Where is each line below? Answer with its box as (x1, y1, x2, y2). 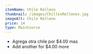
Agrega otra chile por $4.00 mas (12, 38, 78, 44)
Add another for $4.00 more (12, 44, 70, 50)
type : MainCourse (5, 25, 41, 30)
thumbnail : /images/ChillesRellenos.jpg (5, 12, 89, 17)
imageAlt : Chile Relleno (5, 16, 56, 21)
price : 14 (5, 20, 25, 26)
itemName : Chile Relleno (5, 7, 56, 12)
